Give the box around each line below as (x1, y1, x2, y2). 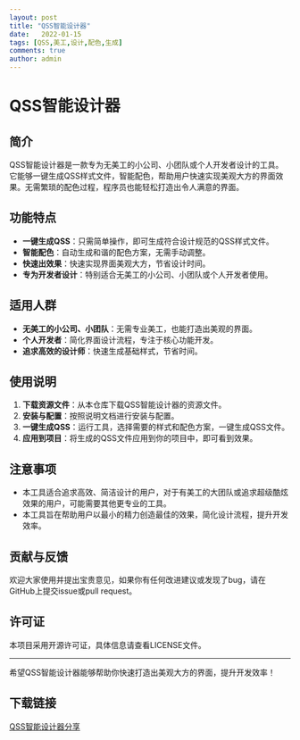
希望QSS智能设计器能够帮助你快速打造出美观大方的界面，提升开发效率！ (9, 667, 276, 678)
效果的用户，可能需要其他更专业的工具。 (21, 498, 171, 509)
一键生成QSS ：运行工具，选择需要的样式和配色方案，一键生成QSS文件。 (21, 421, 290, 433)
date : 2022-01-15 (9, 29, 82, 38)
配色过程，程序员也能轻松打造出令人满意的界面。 (63, 182, 244, 192)
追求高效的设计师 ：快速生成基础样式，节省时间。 (21, 345, 203, 356)
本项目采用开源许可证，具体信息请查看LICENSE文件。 (9, 639, 207, 650)
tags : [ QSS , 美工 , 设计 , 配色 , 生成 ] (9, 37, 123, 47)
